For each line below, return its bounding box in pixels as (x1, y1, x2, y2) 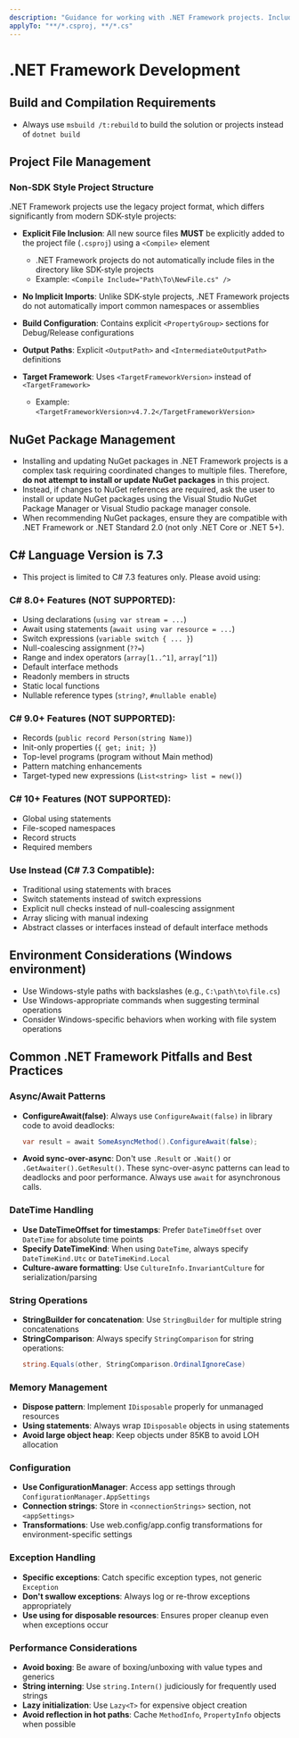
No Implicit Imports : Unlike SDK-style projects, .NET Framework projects (21, 291, 290, 302)
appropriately (21, 1600, 72, 1611)
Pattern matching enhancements (21, 761, 142, 772)
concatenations (21, 1323, 80, 1335)
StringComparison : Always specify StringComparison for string (21, 1333, 255, 1343)
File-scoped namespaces (21, 822, 116, 833)
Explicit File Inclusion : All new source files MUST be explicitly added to (21, 229, 285, 239)
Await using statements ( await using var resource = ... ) (21, 624, 236, 635)
